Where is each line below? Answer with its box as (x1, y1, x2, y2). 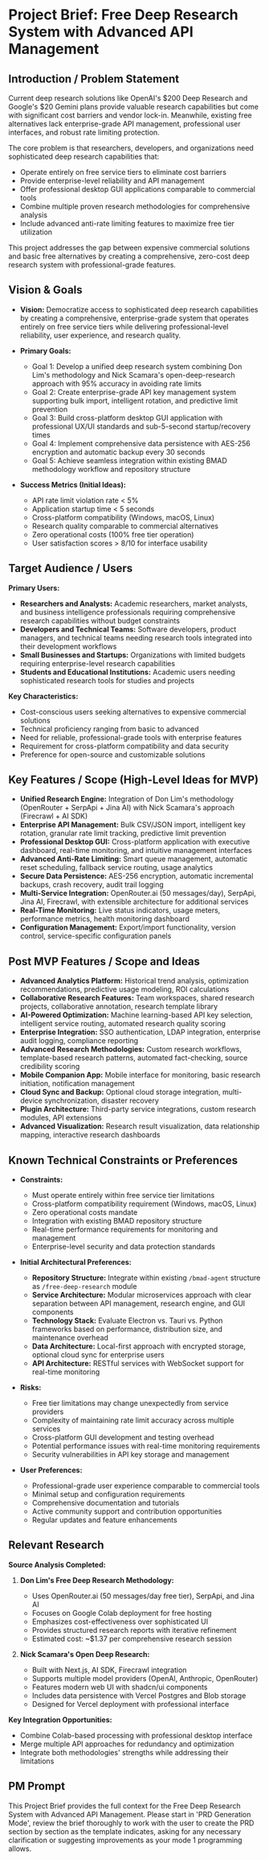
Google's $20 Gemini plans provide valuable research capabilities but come (8, 102, 259, 111)
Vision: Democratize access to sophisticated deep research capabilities (19, 304, 259, 314)
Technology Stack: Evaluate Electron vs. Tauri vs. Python (31, 1315, 223, 1326)
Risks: (19, 1383, 42, 1393)
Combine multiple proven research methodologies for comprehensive (19, 201, 251, 211)
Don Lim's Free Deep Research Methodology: (19, 1575, 174, 1585)
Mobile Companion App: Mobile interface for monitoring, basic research (19, 1070, 261, 1080)
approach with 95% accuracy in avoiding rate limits (31, 379, 202, 388)
